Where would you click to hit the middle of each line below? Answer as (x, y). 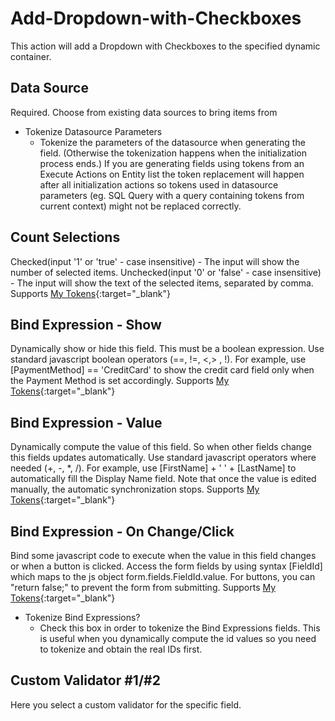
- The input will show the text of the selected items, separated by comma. (162, 283)
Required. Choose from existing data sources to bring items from (144, 112)
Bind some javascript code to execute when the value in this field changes (163, 555)
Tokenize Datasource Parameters (93, 131)
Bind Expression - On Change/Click (122, 531)
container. (31, 56)
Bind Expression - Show (86, 324)
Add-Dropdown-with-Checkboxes (156, 18)
